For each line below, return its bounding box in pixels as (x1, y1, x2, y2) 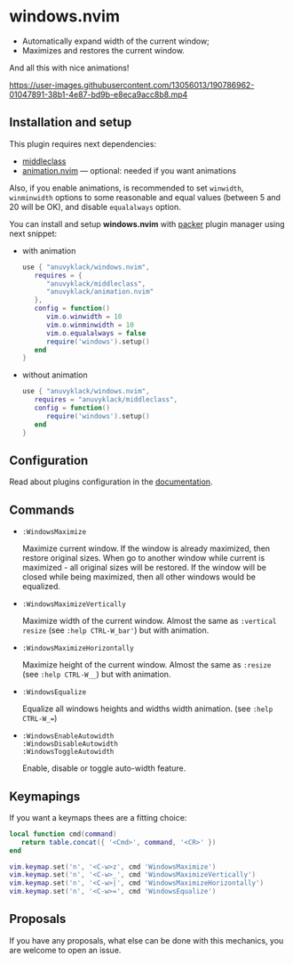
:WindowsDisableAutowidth (21, 740, 118, 749)
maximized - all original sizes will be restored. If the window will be (21, 563, 266, 573)
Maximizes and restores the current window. (21, 45, 185, 55)
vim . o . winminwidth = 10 (45, 320, 135, 329)
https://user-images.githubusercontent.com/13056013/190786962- (9, 79, 255, 90)
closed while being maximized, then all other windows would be (21, 571, 256, 582)
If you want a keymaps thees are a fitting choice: (9, 812, 187, 822)
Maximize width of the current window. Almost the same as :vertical (21, 616, 277, 627)
